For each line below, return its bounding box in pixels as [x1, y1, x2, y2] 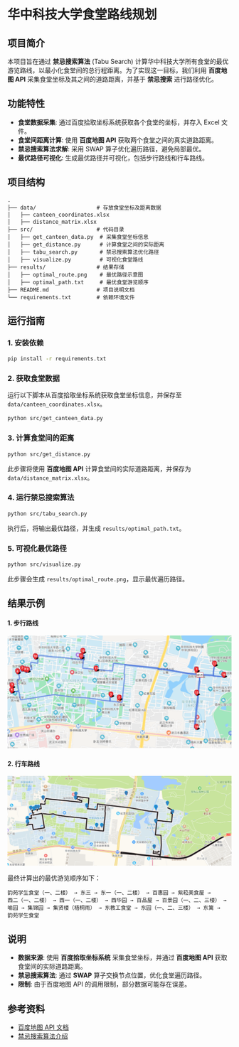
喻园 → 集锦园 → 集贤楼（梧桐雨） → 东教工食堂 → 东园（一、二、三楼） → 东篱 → [7, 904, 221, 912]
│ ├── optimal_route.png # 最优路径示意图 [7, 271, 144, 278]
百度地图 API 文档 [17, 1023, 70, 1031]
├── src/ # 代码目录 [7, 225, 124, 233]
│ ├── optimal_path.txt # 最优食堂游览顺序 [7, 279, 149, 286]
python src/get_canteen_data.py [7, 415, 103, 422]
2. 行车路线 [7, 759, 41, 768]
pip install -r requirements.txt [7, 355, 107, 363]
